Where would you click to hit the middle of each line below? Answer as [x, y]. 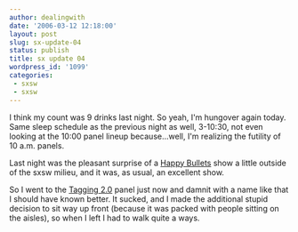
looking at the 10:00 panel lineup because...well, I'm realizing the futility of [145, 136]
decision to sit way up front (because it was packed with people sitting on [145, 208]
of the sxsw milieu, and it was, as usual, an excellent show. [117, 172]
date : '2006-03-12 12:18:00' [63, 26]
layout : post [33, 34]
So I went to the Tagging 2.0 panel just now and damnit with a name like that [149, 189]
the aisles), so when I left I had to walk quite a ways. [105, 218]
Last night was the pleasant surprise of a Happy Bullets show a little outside [148, 163]
